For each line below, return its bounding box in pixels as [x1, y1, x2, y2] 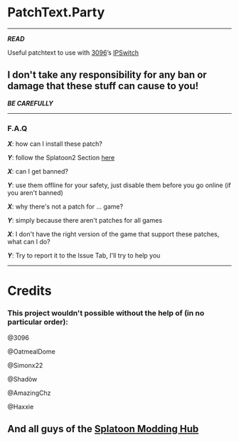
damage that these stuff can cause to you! [7, 80, 199, 93]
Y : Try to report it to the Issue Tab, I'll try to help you [7, 251, 161, 260]
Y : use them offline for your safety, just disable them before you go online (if [7, 181, 231, 189]
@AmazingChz [7, 389, 51, 397]
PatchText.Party [7, 4, 105, 21]
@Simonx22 [7, 361, 43, 369]
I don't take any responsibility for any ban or [7, 69, 208, 81]
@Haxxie [7, 402, 34, 411]
